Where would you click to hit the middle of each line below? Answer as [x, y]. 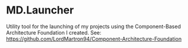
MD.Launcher [40, 10]
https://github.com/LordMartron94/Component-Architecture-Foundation [94, 39]
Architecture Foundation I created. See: [54, 32]
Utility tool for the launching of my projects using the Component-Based [93, 26]
